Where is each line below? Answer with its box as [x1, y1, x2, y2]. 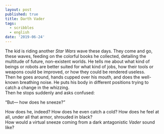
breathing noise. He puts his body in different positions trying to [19, 79, 149, 85]
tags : [5, 21, 16, 26]
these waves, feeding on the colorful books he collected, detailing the [5, 53, 146, 59]
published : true [5, 12, 38, 17]
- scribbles [9, 26, 34, 30]
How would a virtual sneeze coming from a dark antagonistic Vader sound [5, 119, 155, 125]
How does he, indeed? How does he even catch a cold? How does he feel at [5, 108, 160, 114]
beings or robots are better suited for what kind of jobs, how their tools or [5, 63, 154, 69]
